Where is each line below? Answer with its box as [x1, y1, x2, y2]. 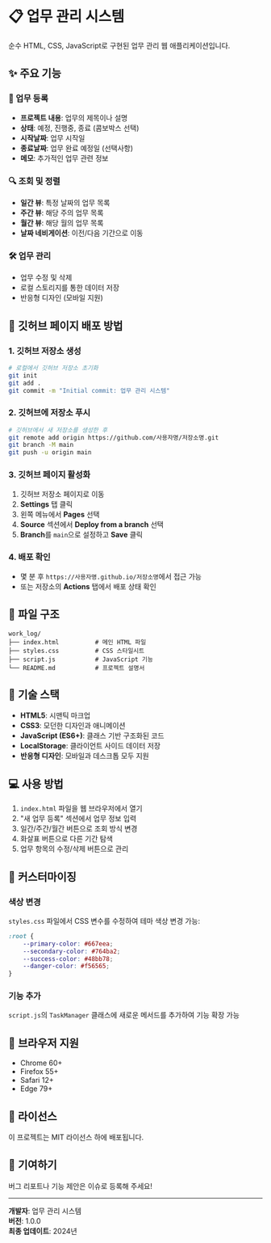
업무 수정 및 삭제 [19, 272, 73, 283]
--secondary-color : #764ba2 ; [23, 947, 121, 955]
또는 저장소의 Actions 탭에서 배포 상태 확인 [19, 581, 157, 591]
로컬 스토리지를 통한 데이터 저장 [19, 283, 119, 293]
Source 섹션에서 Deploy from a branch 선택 [19, 519, 164, 529]
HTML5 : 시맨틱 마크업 [19, 710, 91, 720]
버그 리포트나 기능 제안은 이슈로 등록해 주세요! [8, 1181, 153, 1190]
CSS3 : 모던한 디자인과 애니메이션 [19, 721, 126, 731]
